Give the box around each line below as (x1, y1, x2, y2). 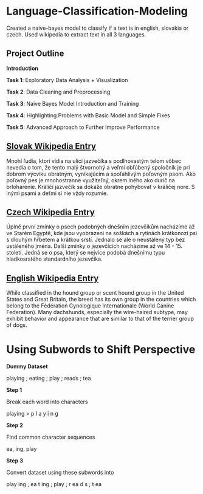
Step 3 (6, 457, 23, 464)
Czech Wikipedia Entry (6, 207, 95, 217)
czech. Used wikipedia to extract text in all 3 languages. (6, 30, 146, 38)
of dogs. (6, 321, 27, 329)
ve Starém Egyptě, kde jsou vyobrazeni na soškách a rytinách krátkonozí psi (6, 230, 198, 237)
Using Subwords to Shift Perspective (6, 343, 196, 357)
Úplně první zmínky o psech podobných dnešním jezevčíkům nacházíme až (6, 223, 195, 230)
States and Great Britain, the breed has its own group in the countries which (6, 296, 196, 303)
